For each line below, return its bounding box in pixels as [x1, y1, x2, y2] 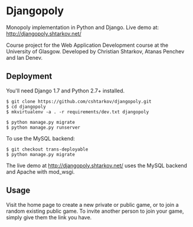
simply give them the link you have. [6, 213, 92, 220]
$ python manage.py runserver [6, 124, 81, 130]
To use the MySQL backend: [6, 135, 76, 142]
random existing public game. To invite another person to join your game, [6, 207, 184, 215]
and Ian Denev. [6, 54, 43, 61]
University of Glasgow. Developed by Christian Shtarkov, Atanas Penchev [6, 47, 185, 55]
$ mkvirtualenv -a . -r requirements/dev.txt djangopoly [6, 108, 149, 115]
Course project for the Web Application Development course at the [6, 41, 169, 49]
